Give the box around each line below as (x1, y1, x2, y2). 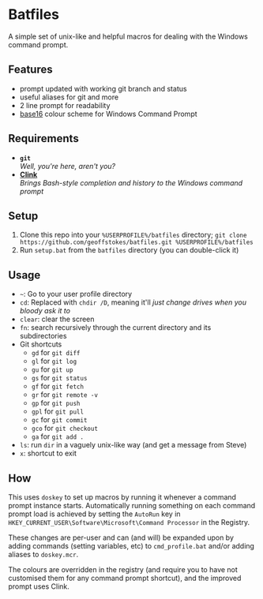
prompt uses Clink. (8, 582, 70, 591)
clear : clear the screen (19, 314, 95, 324)
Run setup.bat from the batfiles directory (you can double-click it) (19, 245, 239, 255)
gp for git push (31, 399, 81, 408)
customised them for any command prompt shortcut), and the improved (8, 574, 242, 582)
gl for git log (31, 357, 77, 366)
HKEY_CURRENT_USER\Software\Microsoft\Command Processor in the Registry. (8, 518, 250, 526)
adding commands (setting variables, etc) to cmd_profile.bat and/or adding (8, 541, 255, 550)
